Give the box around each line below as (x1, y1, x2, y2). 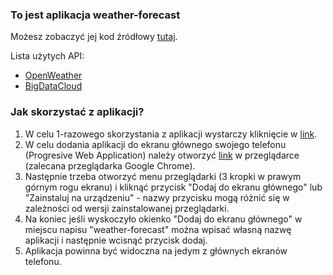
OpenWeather (24, 69, 83, 82)
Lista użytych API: (10, 50, 85, 62)
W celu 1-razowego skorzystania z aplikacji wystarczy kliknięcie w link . (24, 128, 318, 140)
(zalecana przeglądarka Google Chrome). (24, 159, 196, 172)
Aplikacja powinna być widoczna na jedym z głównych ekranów (24, 244, 288, 257)
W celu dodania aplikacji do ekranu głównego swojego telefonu (24, 138, 287, 150)
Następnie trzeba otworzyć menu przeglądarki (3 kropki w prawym (24, 170, 302, 182)
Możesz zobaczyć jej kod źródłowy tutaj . (10, 31, 178, 43)
